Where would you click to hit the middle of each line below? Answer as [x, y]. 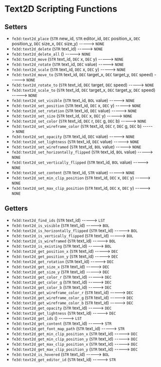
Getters [16, 209]
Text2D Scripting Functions [61, 9]
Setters [16, 27]
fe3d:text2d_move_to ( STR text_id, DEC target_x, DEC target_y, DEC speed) [82, 75]
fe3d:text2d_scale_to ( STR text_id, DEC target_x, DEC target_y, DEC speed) [83, 90]
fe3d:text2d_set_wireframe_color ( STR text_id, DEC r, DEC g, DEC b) [77, 126]
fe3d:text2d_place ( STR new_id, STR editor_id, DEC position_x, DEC [76, 38]
